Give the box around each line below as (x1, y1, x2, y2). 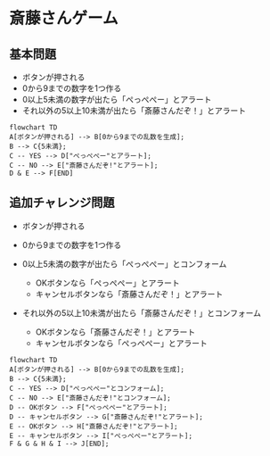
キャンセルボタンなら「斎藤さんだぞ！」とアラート (35, 288, 224, 299)
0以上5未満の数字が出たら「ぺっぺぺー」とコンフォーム (21, 258, 227, 269)
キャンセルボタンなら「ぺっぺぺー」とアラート (35, 337, 208, 348)
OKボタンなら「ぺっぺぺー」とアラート (35, 278, 180, 288)
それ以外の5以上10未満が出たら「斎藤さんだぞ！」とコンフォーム (21, 307, 261, 318)
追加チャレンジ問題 (9, 195, 115, 211)
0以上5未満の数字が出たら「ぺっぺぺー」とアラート (21, 95, 212, 104)
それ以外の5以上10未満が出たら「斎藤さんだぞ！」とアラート (21, 105, 247, 116)
